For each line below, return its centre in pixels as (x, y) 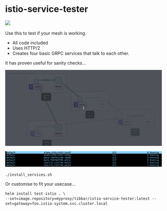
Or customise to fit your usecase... (41, 184)
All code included (30, 43)
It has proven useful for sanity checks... (45, 63)
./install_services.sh (29, 175)
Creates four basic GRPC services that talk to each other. (71, 53)
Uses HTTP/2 (26, 48)
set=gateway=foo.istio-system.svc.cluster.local (56, 204)
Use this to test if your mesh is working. (46, 33)
